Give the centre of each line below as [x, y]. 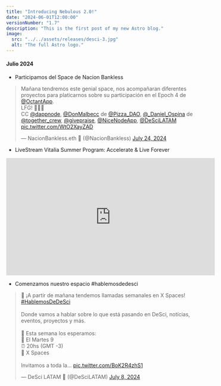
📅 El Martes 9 [37, 340]
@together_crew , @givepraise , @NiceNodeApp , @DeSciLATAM [99, 120]
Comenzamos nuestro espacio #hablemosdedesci [77, 284]
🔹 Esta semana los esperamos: [58, 334]
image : [14, 34]
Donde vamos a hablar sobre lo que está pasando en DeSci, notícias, [105, 315]
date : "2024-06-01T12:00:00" [42, 17]
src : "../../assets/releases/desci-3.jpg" [65, 39]
